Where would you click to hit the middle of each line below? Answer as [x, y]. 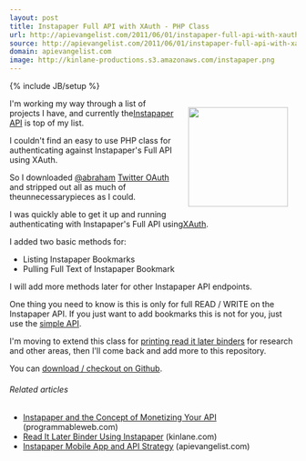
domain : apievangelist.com [61, 52]
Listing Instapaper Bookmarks [79, 259]
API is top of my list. [47, 123]
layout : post [34, 18]
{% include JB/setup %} [55, 86]
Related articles [39, 389]
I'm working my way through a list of [78, 104]
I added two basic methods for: [68, 241]
